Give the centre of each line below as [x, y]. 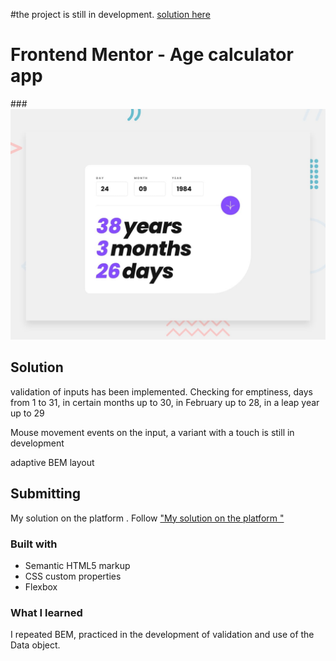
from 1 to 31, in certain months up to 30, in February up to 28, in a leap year [165, 402]
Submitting [46, 494]
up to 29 [27, 413]
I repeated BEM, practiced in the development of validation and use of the [162, 635]
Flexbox [41, 587]
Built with [34, 544]
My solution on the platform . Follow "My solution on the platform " [147, 518]
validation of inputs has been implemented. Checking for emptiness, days [161, 391]
